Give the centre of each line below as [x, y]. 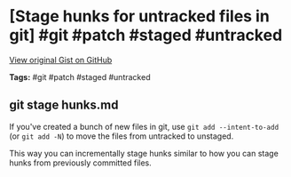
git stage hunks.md [64, 105]
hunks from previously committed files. [81, 163]
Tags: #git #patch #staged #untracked [80, 76]
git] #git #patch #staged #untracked [146, 35]
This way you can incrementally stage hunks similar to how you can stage [144, 153]
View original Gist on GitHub [61, 60]
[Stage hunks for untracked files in [140, 16]
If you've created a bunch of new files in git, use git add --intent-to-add [144, 126]
